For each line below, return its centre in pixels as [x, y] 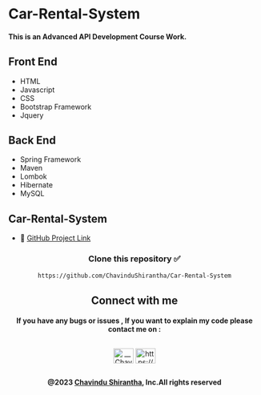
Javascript [37, 90]
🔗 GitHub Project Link [55, 238]
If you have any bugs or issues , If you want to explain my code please [135, 320]
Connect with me [135, 300]
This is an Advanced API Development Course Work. [97, 36]
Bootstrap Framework [56, 107]
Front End [33, 62]
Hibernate [36, 185]
